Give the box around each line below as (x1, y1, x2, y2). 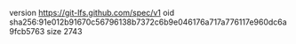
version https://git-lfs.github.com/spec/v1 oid (9, 8, 175, 18)
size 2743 (46, 26, 83, 36)
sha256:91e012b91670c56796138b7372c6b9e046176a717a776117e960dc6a (9, 17, 287, 27)
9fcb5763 (9, 26, 45, 36)
